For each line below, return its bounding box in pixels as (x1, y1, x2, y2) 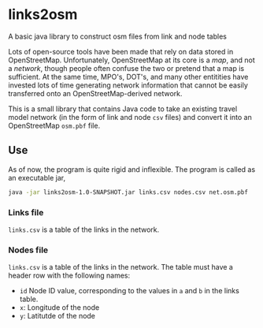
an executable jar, (8, 173, 65, 182)
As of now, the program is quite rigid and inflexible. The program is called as (8, 164, 256, 174)
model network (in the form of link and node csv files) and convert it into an (8, 112, 252, 121)
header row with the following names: (8, 270, 131, 281)
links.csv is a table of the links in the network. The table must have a (8, 263, 234, 272)
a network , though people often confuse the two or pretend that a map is (8, 63, 245, 73)
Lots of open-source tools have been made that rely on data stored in (8, 47, 234, 56)
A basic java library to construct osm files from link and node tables (8, 32, 227, 41)
